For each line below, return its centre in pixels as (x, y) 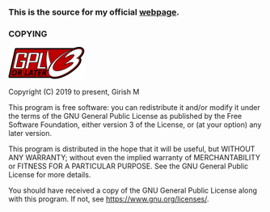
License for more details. (50, 175)
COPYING (28, 33)
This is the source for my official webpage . (94, 12)
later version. (30, 134)
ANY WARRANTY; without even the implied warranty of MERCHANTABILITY (135, 158)
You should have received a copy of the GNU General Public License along (133, 191)
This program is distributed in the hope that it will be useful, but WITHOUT (132, 149)
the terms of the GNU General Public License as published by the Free (125, 117)
